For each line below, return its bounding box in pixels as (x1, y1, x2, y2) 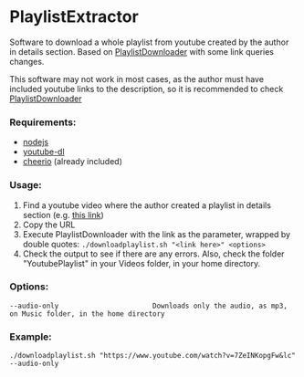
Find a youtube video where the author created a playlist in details (22, 199, 272, 211)
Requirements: (9, 116, 77, 129)
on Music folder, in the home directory (9, 309, 166, 319)
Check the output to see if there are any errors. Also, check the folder (22, 248, 285, 259)
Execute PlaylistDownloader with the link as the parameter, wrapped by (22, 228, 290, 239)
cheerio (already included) (22, 156, 123, 167)
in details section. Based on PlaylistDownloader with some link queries (9, 46, 274, 57)
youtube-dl (22, 146, 66, 157)
